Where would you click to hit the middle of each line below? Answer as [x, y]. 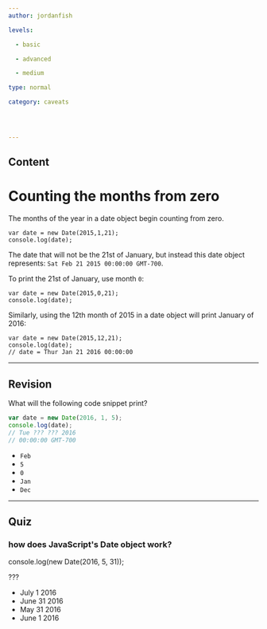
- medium [30, 73]
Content [29, 162]
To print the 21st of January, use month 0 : [76, 279]
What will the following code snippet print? [78, 403]
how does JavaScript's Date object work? [90, 544]
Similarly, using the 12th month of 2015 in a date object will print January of [131, 315]
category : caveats [39, 102]
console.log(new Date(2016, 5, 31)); [66, 562]
